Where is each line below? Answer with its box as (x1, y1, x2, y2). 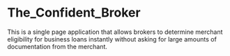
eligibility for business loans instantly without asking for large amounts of (7, 35, 217, 43)
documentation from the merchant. (7, 42, 108, 50)
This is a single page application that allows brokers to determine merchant (7, 28, 223, 36)
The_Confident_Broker (7, 5, 141, 21)
